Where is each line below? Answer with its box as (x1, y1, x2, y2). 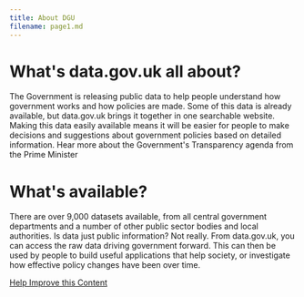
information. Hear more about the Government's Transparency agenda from (9, 139, 294, 150)
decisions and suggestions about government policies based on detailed (9, 129, 282, 141)
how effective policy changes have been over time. (9, 260, 201, 271)
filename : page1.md (9, 22, 84, 31)
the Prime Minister (9, 149, 79, 160)
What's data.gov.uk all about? (9, 61, 241, 82)
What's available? (9, 181, 148, 201)
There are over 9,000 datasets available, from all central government (9, 211, 267, 222)
